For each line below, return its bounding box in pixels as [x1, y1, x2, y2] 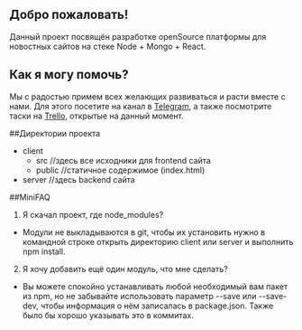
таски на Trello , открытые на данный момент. [9, 110, 185, 121]
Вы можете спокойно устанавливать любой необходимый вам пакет [22, 280, 288, 292]
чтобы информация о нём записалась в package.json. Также [40, 300, 274, 311]
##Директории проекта [9, 127, 101, 138]
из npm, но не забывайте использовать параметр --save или [22, 290, 257, 301]
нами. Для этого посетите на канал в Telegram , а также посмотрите [9, 100, 272, 111]
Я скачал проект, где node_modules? [22, 209, 164, 220]
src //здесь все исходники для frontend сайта [35, 155, 212, 165]
